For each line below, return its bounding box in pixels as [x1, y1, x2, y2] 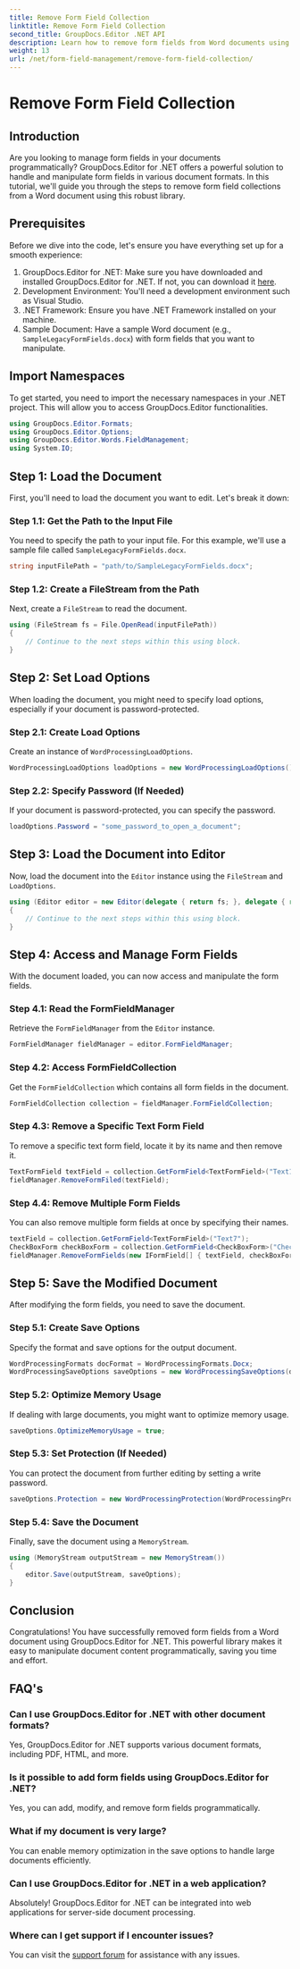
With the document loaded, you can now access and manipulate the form [9, 971, 279, 981]
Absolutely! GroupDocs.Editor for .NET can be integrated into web [9, 1897, 252, 1908]
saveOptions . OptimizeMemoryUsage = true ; [9, 1426, 166, 1435]
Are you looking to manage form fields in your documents [9, 153, 221, 163]
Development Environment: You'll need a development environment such [21, 285, 290, 296]
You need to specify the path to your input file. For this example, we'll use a [9, 535, 287, 546]
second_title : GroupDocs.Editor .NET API [9, 29, 166, 38]
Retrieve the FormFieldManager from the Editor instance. [9, 1022, 216, 1033]
